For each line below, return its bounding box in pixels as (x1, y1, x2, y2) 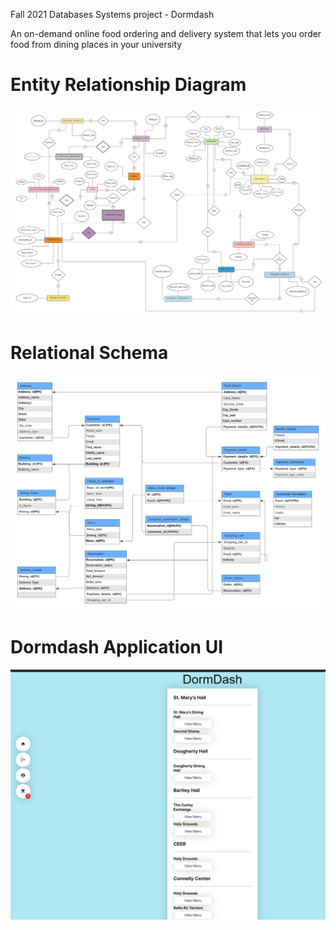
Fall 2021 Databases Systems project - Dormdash (10, 9, 215, 20)
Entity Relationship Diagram (10, 74, 247, 96)
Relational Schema (10, 342, 169, 364)
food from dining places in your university (10, 39, 183, 50)
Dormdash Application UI (10, 635, 224, 658)
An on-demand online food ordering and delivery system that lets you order (10, 28, 322, 39)
